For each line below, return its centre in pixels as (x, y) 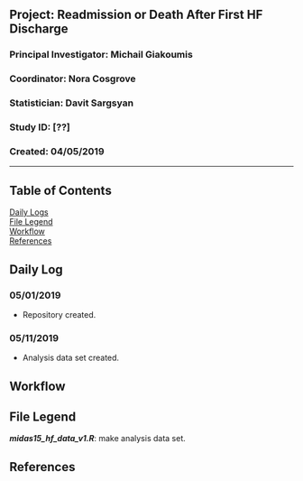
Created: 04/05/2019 (57, 151)
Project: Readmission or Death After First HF (136, 15)
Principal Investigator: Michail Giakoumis (101, 55)
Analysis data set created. (71, 358)
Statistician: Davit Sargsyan (71, 103)
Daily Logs (29, 212)
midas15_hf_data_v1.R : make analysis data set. (98, 439)
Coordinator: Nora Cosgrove (73, 79)
